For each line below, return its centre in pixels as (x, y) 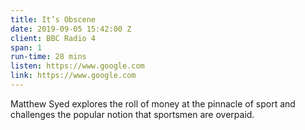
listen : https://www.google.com (77, 66)
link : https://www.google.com (73, 76)
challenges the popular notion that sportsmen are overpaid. (132, 114)
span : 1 (26, 47)
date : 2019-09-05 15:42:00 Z (71, 29)
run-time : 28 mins (48, 57)
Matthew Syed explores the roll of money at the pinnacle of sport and (153, 103)
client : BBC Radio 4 (53, 38)
